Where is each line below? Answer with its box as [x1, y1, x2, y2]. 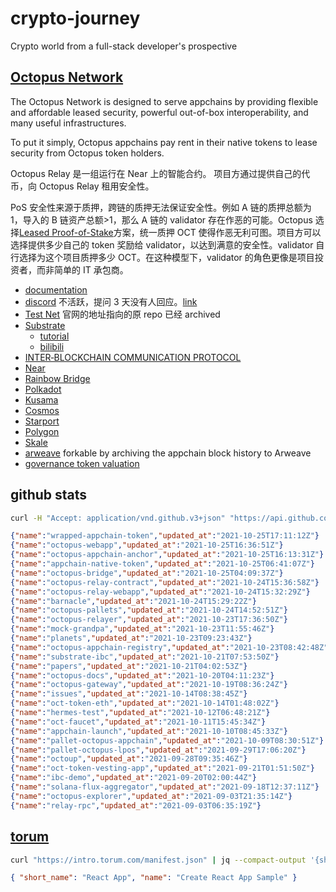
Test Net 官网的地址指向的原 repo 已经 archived [24, 308, 221, 320]
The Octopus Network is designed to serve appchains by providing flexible [10, 95, 319, 107]
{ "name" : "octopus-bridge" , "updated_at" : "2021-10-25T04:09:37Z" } [10, 568, 284, 578]
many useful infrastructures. [10, 117, 127, 129]
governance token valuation [24, 457, 140, 469]
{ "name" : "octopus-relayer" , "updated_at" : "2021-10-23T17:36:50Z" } [10, 615, 288, 625]
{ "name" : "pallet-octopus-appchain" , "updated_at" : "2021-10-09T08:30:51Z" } [10, 735, 325, 746]
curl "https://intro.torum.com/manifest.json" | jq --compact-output [10, 855, 307, 865]
